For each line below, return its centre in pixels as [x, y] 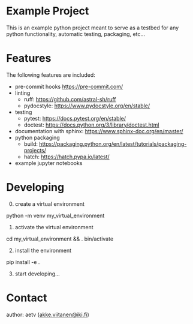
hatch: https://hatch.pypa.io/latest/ [67, 157]
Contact [27, 298]
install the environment [43, 250]
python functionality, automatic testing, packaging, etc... [76, 34]
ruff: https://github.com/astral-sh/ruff [70, 99]
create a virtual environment [50, 204]
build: [31, 144]
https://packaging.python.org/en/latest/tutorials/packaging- [113, 144]
